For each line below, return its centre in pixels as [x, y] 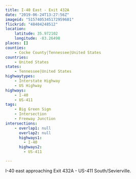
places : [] [17, 43]
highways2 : [30, 147]
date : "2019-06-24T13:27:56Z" [37, 15]
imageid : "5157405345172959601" [39, 19]
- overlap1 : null [33, 128]
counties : [16, 48]
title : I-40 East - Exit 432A [37, 10]
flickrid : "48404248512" [32, 24]
